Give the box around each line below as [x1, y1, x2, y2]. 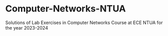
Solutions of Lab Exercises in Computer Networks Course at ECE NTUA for [5, 19, 163, 25]
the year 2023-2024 [5, 24, 49, 30]
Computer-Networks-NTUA [5, 3, 126, 14]
